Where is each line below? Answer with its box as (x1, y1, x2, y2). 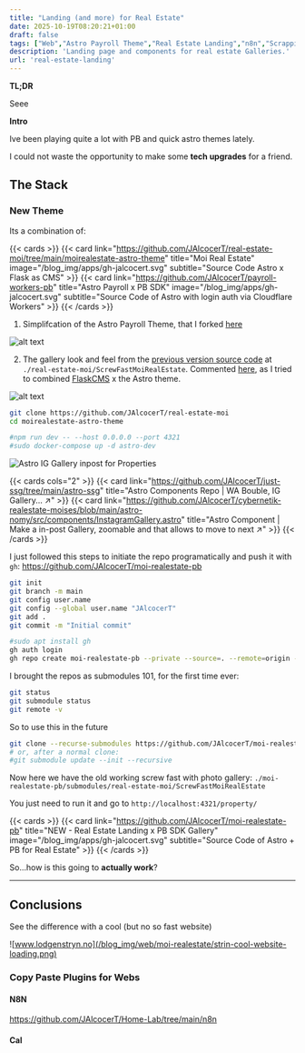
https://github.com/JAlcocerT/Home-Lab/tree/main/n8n (9, 1014, 218, 1025)
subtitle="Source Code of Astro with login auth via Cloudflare (63, 291, 293, 302)
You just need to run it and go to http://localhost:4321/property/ (9, 797, 258, 809)
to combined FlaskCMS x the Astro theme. (22, 373, 182, 384)
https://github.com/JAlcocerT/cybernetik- (125, 495, 281, 506)
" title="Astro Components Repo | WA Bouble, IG (99, 486, 281, 496)
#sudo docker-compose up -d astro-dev (9, 442, 156, 451)
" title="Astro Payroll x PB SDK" (53, 281, 171, 292)
